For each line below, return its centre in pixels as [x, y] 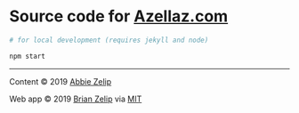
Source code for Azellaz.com [119, 16]
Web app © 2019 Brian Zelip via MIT [76, 99]
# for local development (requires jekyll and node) [109, 40]
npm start [28, 56]
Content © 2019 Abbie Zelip [61, 81]
